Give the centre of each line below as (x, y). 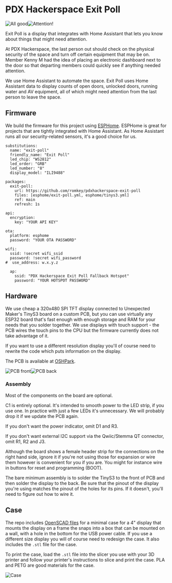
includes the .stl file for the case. (41, 544)
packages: (16, 182)
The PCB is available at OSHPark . (40, 361)
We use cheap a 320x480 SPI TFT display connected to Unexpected (78, 308)
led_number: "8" (27, 168)
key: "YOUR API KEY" (36, 222)
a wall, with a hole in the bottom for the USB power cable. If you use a (79, 533)
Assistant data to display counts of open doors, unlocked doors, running (81, 86)
